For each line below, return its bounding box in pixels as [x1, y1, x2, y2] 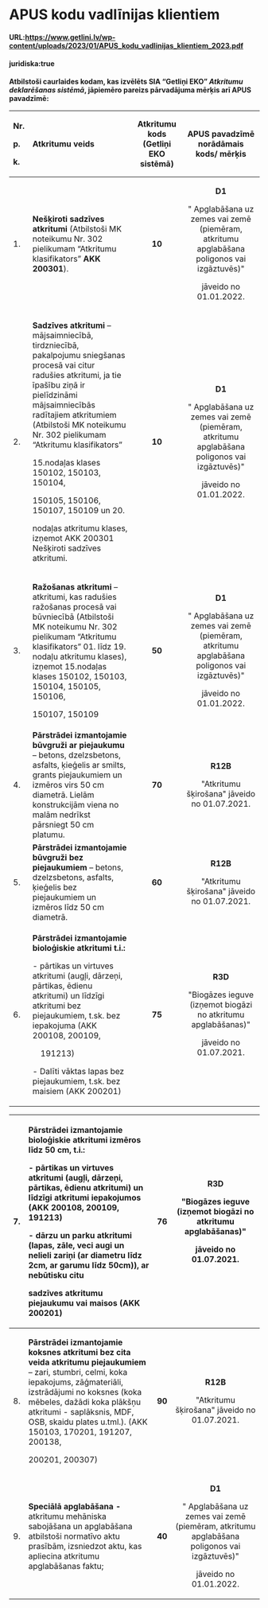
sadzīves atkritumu [28, 1287, 103, 1298]
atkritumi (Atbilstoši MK [32, 223, 122, 234]
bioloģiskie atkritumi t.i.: [32, 942, 126, 953]
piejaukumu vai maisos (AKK [28, 1297, 141, 1308]
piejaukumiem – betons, [32, 862, 124, 873]
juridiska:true [9, 59, 55, 68]
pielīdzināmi [32, 389, 78, 400]
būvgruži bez [32, 851, 84, 862]
